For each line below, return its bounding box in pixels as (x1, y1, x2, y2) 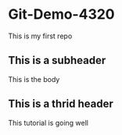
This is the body (8, 74, 60, 83)
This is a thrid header (8, 98, 113, 111)
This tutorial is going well (8, 118, 88, 127)
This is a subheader (8, 54, 106, 67)
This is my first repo (8, 31, 73, 41)
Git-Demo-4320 (8, 5, 115, 23)
